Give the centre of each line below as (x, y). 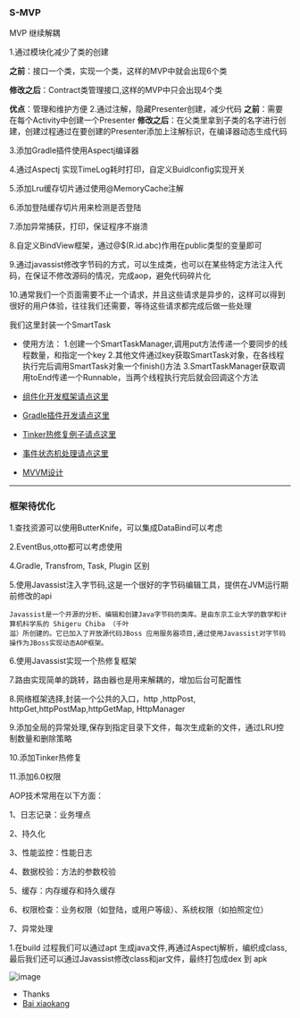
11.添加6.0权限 (35, 776)
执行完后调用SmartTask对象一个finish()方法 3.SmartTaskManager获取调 (154, 366)
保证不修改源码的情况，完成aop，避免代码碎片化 (122, 276)
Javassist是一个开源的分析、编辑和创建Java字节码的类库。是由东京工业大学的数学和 (145, 615)
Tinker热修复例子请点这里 (69, 435)
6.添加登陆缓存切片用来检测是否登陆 (75, 208)
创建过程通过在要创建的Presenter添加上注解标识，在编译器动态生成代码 (156, 131)
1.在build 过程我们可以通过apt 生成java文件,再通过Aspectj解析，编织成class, (148, 947)
